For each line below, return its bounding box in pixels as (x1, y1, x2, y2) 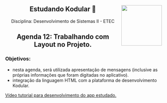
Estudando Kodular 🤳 (29, 5, 96, 13)
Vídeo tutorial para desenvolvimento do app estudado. (5, 92, 117, 98)
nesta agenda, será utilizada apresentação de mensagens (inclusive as (12, 67, 158, 73)
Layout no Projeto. (34, 40, 92, 49)
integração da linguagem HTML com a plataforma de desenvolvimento (12, 77, 157, 83)
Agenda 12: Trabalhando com (16, 33, 109, 41)
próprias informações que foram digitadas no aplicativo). (12, 72, 129, 78)
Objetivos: (5, 55, 31, 62)
